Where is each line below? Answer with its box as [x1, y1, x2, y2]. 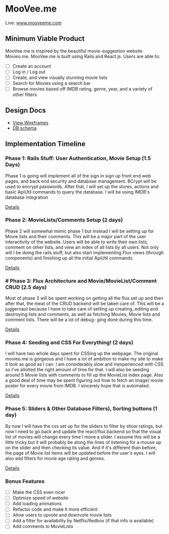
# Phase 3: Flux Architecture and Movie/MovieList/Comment [5, 277, 157, 284]
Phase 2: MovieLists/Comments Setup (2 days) [5, 216, 123, 224]
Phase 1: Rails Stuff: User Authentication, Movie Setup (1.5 [5, 155, 151, 162]
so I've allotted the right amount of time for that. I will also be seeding [5, 367, 149, 373]
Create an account [12, 63, 51, 69]
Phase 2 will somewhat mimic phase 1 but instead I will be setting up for [5, 228, 154, 234]
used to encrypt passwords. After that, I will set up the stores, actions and [5, 183, 159, 190]
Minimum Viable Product [5, 34, 85, 43]
